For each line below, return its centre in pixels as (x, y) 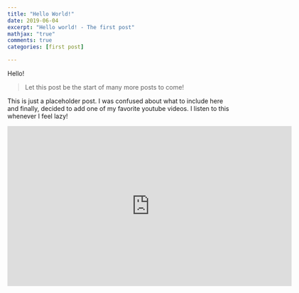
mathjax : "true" (31, 34)
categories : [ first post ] (45, 47)
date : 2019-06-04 (33, 21)
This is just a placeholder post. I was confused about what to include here (115, 101)
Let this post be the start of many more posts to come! (104, 87)
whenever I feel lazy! (38, 116)
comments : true (30, 41)
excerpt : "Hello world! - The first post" (71, 27)
